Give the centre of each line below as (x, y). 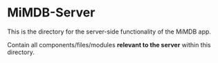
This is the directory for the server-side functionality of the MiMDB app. (109, 32)
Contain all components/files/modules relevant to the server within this (109, 45)
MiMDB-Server (51, 13)
